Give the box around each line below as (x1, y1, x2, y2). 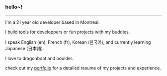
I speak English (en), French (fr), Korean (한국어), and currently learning (5, 39, 151, 45)
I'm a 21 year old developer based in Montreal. (5, 19, 100, 25)
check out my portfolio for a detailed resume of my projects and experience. (5, 65, 162, 71)
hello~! (5, 3, 23, 10)
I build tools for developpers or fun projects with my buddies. (5, 29, 130, 35)
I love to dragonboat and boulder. (5, 56, 74, 62)
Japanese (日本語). (5, 46, 44, 52)
